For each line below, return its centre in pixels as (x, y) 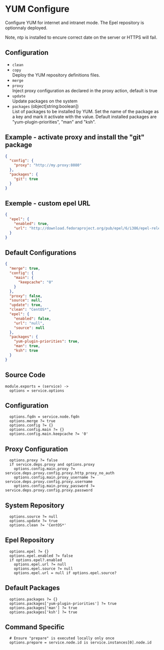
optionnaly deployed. (26, 27)
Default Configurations (41, 253)
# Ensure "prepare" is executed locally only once (62, 638)
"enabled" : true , (31, 224)
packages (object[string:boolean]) (45, 106)
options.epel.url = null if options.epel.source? (65, 573)
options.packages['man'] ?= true (43, 608)
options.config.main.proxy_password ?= (54, 486)
